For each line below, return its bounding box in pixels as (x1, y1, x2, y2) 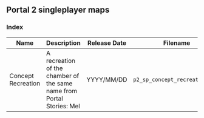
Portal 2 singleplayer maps (6, 5, 110, 15)
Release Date (87, 39, 126, 47)
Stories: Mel (46, 102, 80, 110)
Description (46, 39, 81, 47)
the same (46, 79, 73, 87)
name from (46, 87, 78, 95)
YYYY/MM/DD (86, 75, 127, 84)
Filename (163, 39, 191, 47)
